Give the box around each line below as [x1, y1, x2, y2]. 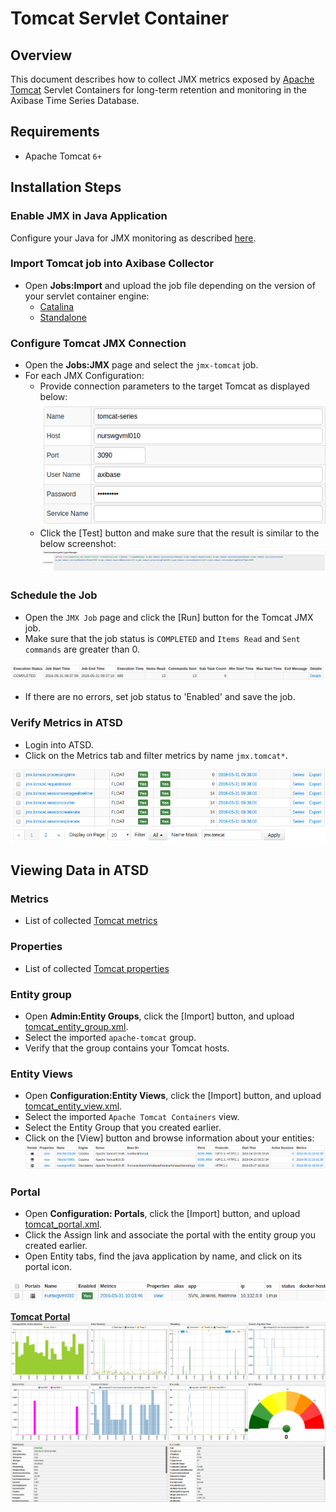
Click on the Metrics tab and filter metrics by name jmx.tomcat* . [24, 749, 288, 761]
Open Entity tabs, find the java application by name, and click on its [24, 1250, 303, 1262]
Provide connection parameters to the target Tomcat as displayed [39, 380, 310, 392]
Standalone [39, 311, 88, 323]
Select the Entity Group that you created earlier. [24, 1122, 222, 1134]
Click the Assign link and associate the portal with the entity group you [24, 1229, 317, 1241]
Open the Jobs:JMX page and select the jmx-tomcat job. [24, 359, 259, 371]
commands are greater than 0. [24, 643, 141, 655]
